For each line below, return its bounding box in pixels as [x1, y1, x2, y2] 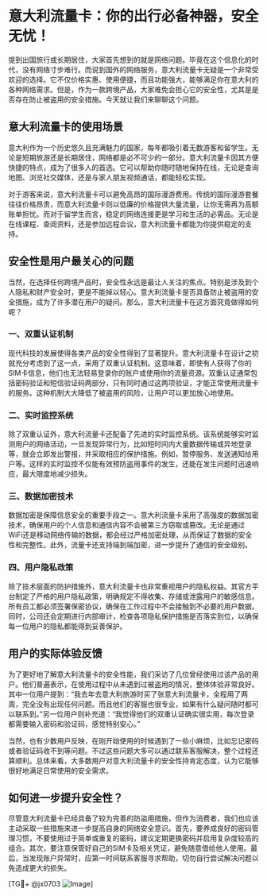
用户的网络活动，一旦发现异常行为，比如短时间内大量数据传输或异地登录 [14, 439, 252, 449]
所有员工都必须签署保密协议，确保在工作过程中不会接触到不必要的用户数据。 [8, 601, 259, 611]
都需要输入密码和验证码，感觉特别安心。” [8, 719, 141, 728]
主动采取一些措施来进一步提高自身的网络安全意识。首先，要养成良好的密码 [8, 824, 252, 833]
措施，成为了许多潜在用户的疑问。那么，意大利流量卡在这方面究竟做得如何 [14, 297, 259, 307]
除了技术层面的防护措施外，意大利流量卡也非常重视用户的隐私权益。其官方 [8, 581, 252, 591]
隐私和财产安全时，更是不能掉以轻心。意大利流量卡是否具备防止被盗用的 [14, 287, 252, 296]
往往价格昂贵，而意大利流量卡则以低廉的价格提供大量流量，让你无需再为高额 [8, 199, 259, 209]
